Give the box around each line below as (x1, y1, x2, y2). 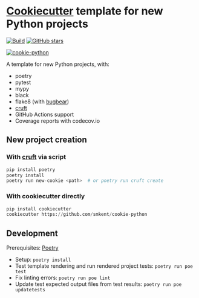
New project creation (6, 135, 88, 145)
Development (6, 228, 59, 238)
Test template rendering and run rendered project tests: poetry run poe (15, 262, 194, 270)
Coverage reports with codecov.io (15, 117, 100, 125)
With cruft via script (6, 153, 67, 161)
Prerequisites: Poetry (6, 244, 59, 251)
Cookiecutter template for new (6, 4, 163, 18)
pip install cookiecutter (6, 206, 71, 212)
